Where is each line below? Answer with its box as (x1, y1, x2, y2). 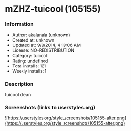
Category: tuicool (12, 53, 47, 59)
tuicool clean (5, 91, 31, 97)
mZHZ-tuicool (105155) (5, 3, 101, 15)
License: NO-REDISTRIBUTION (12, 47, 75, 53)
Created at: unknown (12, 37, 55, 43)
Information (5, 21, 34, 28)
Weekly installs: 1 (12, 68, 47, 74)
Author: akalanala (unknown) (12, 32, 70, 38)
